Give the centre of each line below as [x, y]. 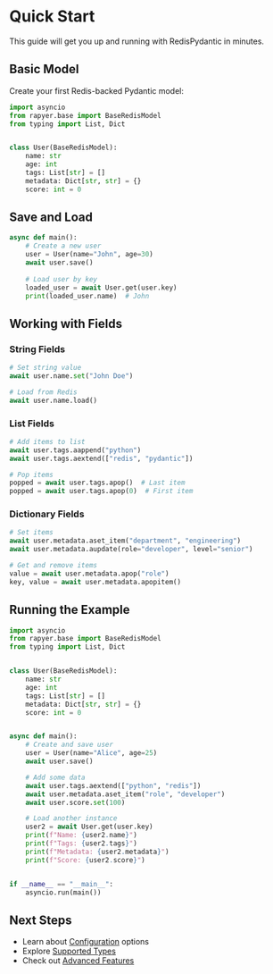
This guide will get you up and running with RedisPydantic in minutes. [137, 41]
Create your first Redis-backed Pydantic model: [97, 90]
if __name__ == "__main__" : [62, 884]
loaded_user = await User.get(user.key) [101, 288]
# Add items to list [48, 441]
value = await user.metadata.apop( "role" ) [89, 574]
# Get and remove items [54, 566]
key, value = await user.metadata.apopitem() [95, 582]
